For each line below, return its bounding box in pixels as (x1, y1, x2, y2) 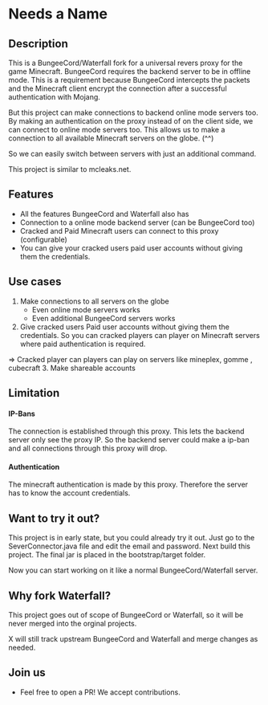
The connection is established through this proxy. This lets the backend (8, 426, 245, 436)
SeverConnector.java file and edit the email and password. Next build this (8, 541, 251, 551)
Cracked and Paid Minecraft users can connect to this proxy (19, 226, 219, 235)
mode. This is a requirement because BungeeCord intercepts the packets (8, 75, 250, 84)
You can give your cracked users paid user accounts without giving (19, 242, 243, 253)
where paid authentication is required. (19, 339, 146, 348)
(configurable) (19, 234, 68, 244)
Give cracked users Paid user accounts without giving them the (19, 322, 230, 332)
